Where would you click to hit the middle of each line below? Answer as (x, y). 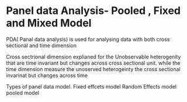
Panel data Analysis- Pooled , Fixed (93, 11)
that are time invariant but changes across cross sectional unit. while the (93, 63)
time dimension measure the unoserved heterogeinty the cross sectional (93, 69)
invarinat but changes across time (47, 75)
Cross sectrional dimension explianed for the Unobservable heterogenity (93, 57)
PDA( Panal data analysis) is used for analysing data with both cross (88, 39)
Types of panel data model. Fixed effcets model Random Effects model (91, 86)
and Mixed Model (49, 23)
